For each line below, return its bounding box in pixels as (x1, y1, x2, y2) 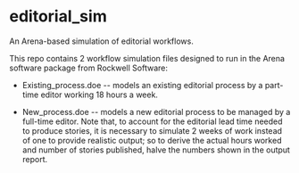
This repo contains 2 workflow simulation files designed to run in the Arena (9, 53, 286, 63)
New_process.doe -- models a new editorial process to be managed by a (21, 106, 291, 117)
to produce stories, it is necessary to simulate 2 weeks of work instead (21, 125, 283, 136)
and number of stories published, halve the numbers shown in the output (21, 144, 290, 155)
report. (21, 153, 48, 164)
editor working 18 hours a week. (40, 89, 159, 100)
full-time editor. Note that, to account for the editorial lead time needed (21, 116, 283, 127)
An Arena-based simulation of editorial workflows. (9, 36, 194, 46)
